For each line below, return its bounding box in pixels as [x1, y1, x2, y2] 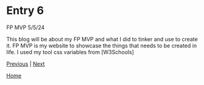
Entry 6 [6, 4, 44, 18]
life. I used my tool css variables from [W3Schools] [6, 48, 134, 55]
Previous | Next [6, 60, 45, 67]
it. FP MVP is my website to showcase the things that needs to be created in [6, 42, 197, 49]
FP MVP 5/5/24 [6, 24, 45, 31]
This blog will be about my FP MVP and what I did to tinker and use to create [6, 35, 198, 42]
